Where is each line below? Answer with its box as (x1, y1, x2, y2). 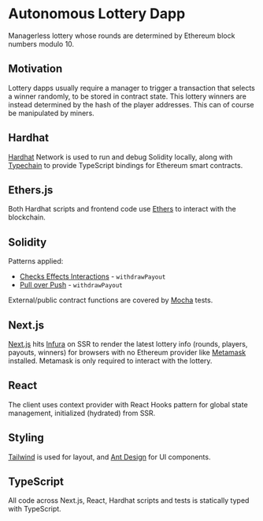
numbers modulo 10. (8, 39, 75, 48)
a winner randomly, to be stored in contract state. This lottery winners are (8, 92, 246, 101)
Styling (8, 431, 45, 444)
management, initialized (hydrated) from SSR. (8, 408, 156, 418)
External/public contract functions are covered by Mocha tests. (8, 295, 213, 305)
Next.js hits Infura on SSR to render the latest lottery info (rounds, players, (8, 339, 248, 348)
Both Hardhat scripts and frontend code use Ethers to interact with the (8, 204, 236, 214)
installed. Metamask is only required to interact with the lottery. (8, 356, 213, 365)
